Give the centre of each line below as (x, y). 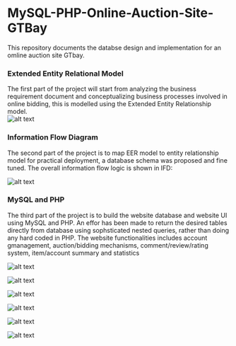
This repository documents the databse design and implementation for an (114, 47)
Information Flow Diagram (53, 137)
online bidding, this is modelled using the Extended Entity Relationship (110, 104)
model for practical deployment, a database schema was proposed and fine (118, 160)
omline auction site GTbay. (46, 55)
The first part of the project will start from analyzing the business (102, 89)
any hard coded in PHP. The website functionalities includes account (107, 238)
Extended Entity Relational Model (65, 74)
